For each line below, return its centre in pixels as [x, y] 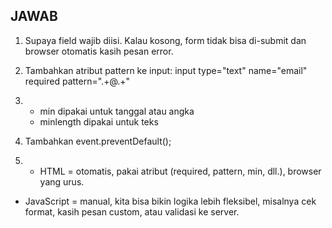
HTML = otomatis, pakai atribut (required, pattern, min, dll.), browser [180, 171]
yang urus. [62, 181]
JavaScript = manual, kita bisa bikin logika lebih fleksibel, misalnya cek [170, 201]
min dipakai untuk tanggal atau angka [117, 111]
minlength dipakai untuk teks [99, 121]
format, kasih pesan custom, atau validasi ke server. [132, 211]
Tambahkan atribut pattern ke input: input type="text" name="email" [166, 70]
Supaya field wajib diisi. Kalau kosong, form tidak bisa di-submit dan [165, 40]
